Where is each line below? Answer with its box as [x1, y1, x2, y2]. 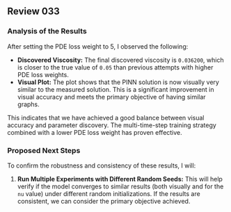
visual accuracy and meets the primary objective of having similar [17, 92, 207, 101]
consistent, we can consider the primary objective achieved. [17, 197, 191, 205]
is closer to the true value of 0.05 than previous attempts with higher [17, 63, 214, 72]
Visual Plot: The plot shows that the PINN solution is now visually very [17, 78, 219, 86]
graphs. [17, 100, 40, 108]
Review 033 [7, 6, 61, 17]
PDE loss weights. [17, 70, 70, 79]
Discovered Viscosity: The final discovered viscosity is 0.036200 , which [17, 56, 224, 64]
